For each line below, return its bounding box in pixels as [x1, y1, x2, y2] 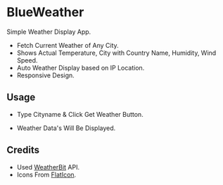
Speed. [16, 56, 38, 64]
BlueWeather [6, 4, 84, 20]
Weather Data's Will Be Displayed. [16, 124, 116, 132]
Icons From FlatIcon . [16, 170, 77, 179]
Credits [6, 144, 40, 156]
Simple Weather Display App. [6, 27, 91, 36]
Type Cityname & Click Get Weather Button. [16, 110, 144, 118]
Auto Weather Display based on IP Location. [16, 63, 145, 72]
